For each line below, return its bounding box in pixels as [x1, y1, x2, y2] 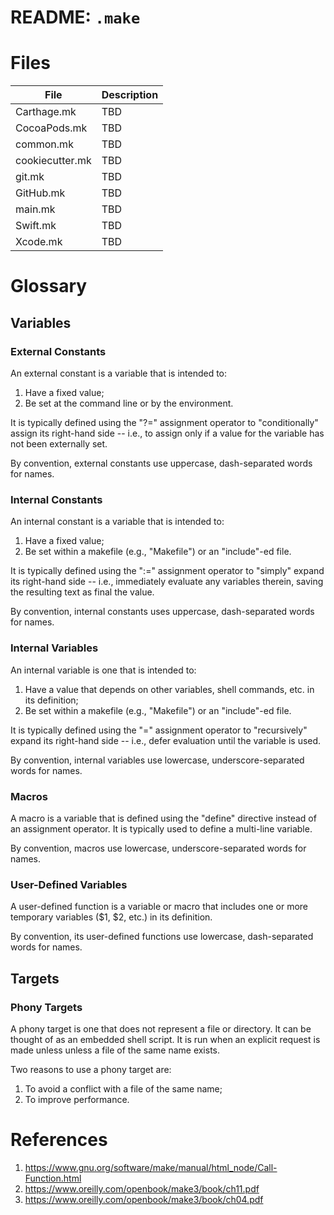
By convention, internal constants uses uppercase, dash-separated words [10, 606, 315, 618]
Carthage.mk [15, 105, 77, 119]
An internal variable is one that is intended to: [10, 664, 197, 676]
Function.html [24, 1172, 82, 1184]
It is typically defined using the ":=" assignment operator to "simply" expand [10, 565, 325, 577]
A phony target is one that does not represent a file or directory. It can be [10, 1022, 312, 1035]
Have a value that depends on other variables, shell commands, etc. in [24, 683, 315, 695]
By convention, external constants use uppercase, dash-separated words [10, 457, 313, 469]
